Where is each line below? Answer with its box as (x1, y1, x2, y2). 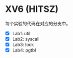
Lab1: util (12, 30, 31, 36)
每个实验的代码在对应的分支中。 (5, 20, 71, 26)
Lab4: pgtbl (12, 47, 36, 53)
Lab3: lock (12, 42, 34, 48)
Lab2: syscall (12, 36, 40, 42)
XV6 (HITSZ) (5, 3, 59, 15)
